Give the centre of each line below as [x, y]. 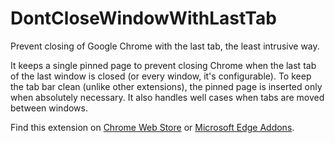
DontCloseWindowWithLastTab [143, 18]
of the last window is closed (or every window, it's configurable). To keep [161, 76]
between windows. [49, 108]
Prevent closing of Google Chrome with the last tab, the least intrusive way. [165, 46]
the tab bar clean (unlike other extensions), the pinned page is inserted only [166, 86]
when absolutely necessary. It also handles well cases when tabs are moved [167, 97]
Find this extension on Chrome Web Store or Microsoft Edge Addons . [152, 127]
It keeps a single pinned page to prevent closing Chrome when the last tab [163, 65]
